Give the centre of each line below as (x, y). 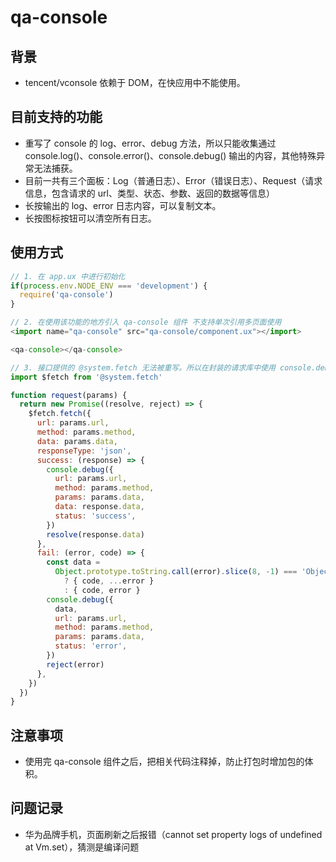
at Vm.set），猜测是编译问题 (82, 847)
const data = (73, 562)
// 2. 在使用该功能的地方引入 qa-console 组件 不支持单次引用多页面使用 (146, 322)
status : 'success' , (95, 516)
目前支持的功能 (56, 117)
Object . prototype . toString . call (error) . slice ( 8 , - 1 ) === (176, 572)
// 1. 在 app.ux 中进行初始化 (68, 276)
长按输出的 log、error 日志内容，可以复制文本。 (123, 205)
